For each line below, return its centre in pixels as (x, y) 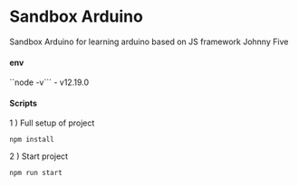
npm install (32, 140)
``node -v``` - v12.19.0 (49, 82)
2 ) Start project (39, 156)
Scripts (24, 103)
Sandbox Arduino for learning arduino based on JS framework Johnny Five (149, 42)
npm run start (36, 173)
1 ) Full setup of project (52, 123)
